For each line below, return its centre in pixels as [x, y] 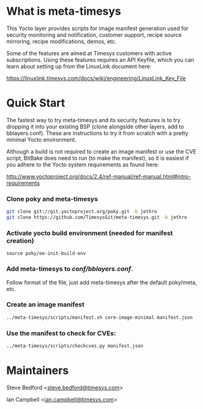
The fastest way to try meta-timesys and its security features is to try [93, 120]
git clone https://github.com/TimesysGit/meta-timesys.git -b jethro [97, 217]
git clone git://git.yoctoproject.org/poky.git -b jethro [82, 212]
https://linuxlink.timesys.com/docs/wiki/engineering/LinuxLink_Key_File [96, 78]
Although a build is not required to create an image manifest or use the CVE [102, 151]
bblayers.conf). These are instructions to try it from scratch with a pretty [97, 133]
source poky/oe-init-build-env [46, 254]
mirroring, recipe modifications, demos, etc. [62, 41]
